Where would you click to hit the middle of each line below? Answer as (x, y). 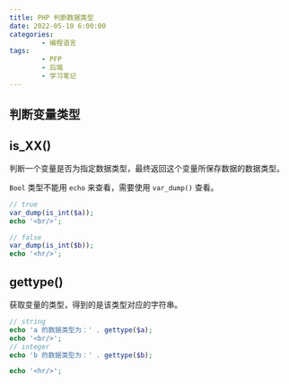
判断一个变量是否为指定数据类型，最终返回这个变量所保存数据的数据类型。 (147, 168)
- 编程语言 (59, 43)
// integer (30, 346)
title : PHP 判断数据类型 (52, 17)
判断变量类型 (45, 114)
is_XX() (31, 146)
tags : (19, 51)
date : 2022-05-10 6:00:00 (57, 26)
